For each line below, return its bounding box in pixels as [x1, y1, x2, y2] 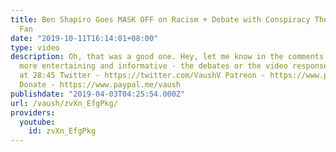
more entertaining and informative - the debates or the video [19, 61, 288, 71]
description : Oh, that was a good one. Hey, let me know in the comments [10, 52, 325, 62]
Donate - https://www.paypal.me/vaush [19, 80, 182, 90]
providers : [10, 107, 56, 118]
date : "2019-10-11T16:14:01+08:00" [10, 33, 159, 43]
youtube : [19, 117, 56, 127]
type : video [10, 42, 60, 53]
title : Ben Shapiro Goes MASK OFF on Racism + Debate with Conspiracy [10, 14, 311, 25]
